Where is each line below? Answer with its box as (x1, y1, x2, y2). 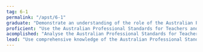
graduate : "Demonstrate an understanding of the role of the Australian (6, 20, 193, 26)
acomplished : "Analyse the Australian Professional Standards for (6, 31, 177, 37)
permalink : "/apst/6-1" (6, 14, 66, 20)
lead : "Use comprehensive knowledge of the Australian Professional (6, 36, 182, 42)
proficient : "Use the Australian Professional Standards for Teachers (6, 25, 188, 32)
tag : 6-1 (6, 8, 28, 15)
